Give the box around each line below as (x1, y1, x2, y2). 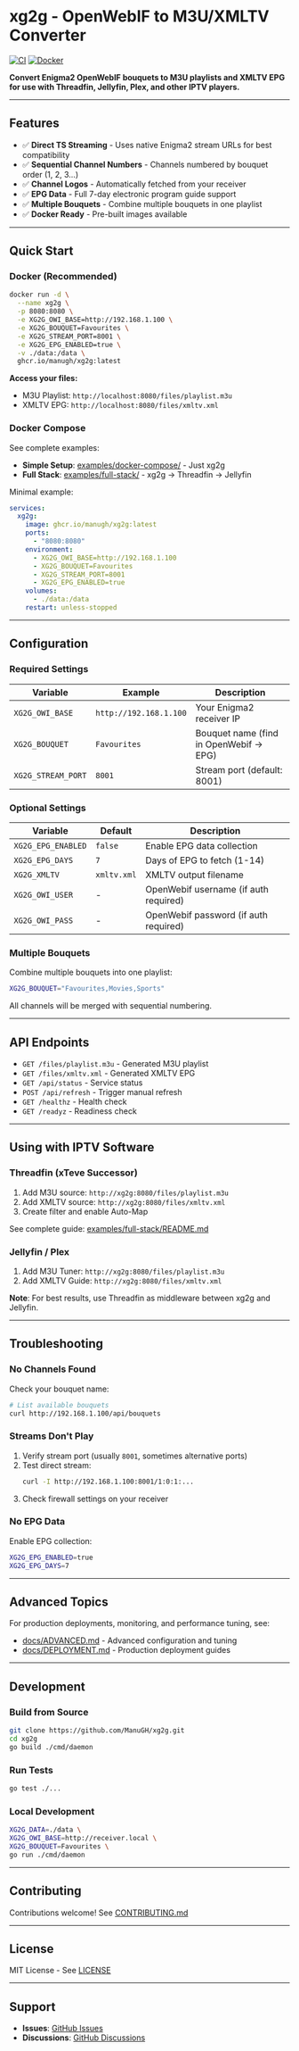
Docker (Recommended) (9, 270, 117, 283)
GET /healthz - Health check (21, 1096, 127, 1107)
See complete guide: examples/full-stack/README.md (9, 1223, 209, 1233)
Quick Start (9, 244, 74, 259)
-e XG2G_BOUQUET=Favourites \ (17, 323, 129, 332)
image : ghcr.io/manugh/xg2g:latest (25, 520, 158, 529)
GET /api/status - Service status (21, 1077, 143, 1088)
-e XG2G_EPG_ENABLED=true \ (17, 340, 122, 349)
